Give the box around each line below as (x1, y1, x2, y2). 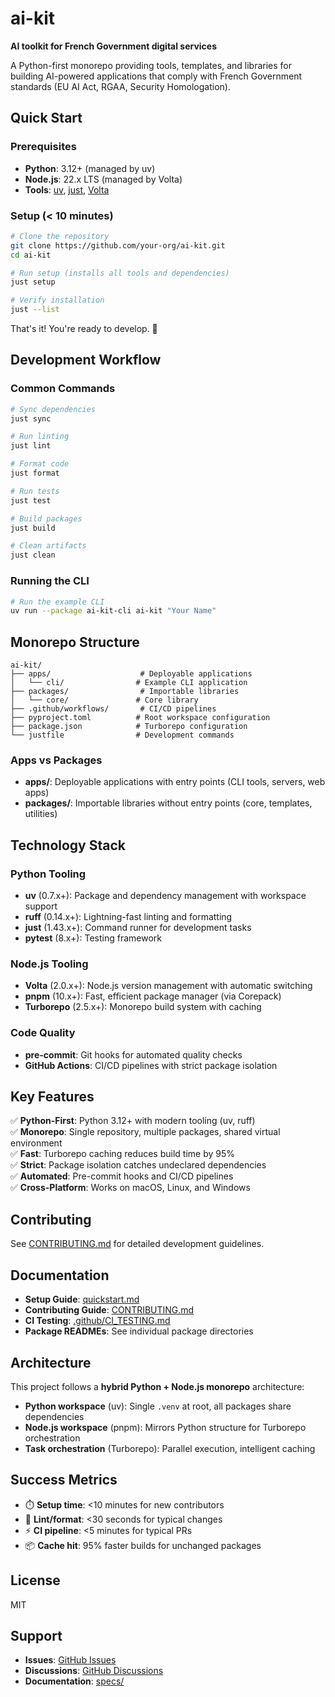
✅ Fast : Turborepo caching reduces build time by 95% (10, 1148, 236, 1160)
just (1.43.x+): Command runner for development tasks (24, 922, 252, 934)
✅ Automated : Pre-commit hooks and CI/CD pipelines (10, 1170, 234, 1182)
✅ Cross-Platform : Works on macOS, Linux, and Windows (10, 1182, 251, 1194)
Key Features (10, 1088, 95, 1106)
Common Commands (10, 382, 116, 396)
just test (10, 495, 52, 506)
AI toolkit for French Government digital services (10, 40, 218, 52)
